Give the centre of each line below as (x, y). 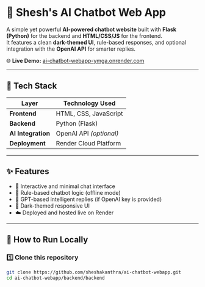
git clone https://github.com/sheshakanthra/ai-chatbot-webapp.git (94, 272)
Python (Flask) (77, 123)
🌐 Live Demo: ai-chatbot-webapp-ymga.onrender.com (75, 60)
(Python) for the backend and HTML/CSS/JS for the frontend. (85, 35)
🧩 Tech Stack (32, 86)
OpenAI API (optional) (87, 133)
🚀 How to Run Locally (47, 240)
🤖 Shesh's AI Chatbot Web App (86, 13)
